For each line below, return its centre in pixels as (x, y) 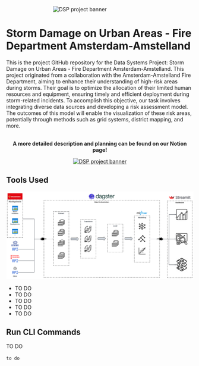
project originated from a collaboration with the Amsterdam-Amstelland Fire (99, 75)
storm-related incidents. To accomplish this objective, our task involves (93, 100)
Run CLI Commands (44, 332)
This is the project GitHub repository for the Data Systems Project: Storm (95, 62)
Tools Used (27, 180)
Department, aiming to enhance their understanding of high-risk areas (92, 81)
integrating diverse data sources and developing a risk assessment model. (97, 107)
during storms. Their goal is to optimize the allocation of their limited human (99, 87)
